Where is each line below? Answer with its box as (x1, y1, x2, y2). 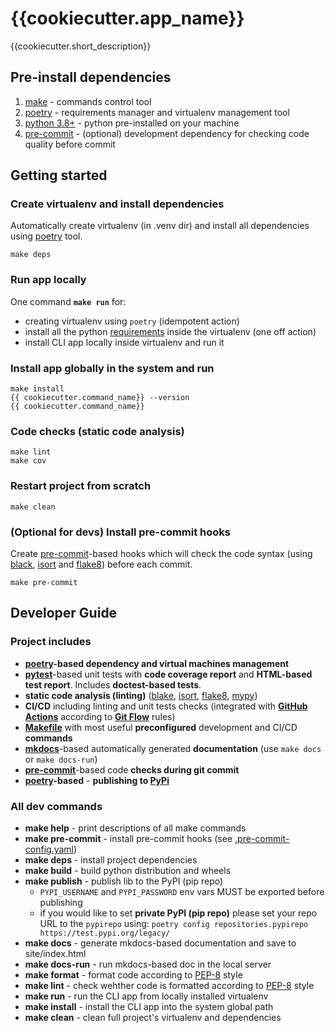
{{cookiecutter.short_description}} (10, 40, 152, 52)
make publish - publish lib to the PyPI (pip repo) (24, 875, 224, 887)
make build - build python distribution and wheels (24, 864, 232, 876)
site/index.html (24, 947, 87, 959)
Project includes (10, 635, 92, 649)
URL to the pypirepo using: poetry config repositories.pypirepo (39, 917, 309, 929)
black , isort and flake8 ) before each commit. (10, 558, 193, 570)
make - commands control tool (24, 95, 152, 107)
